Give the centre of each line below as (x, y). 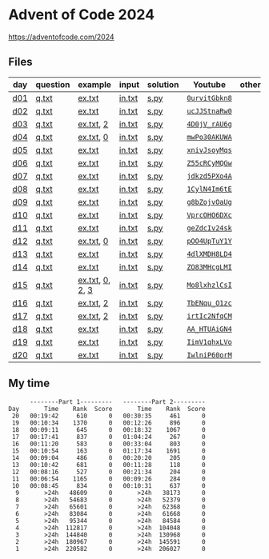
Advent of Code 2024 (81, 15)
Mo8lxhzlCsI (209, 285)
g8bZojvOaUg (209, 202)
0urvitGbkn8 (209, 98)
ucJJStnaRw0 (209, 111)
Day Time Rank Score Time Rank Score (107, 409)
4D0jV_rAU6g (209, 124)
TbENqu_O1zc (209, 303)
